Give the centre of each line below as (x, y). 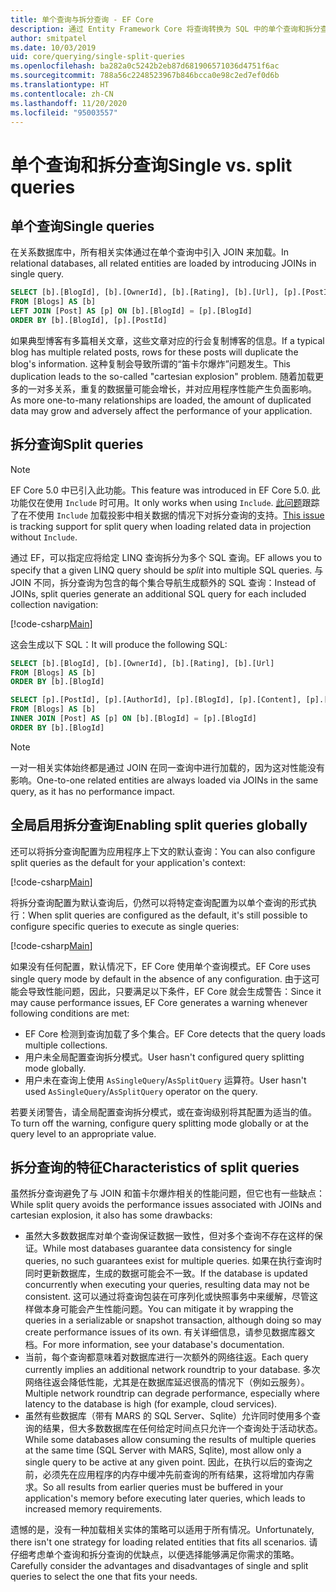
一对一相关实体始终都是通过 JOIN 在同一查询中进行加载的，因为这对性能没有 (167, 767)
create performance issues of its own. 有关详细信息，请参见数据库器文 (170, 1332)
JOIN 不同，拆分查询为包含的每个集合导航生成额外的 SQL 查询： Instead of (163, 582)
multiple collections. (66, 1045)
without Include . (44, 537)
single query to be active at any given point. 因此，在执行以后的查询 (164, 1462)
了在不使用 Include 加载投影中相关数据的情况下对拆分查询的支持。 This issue (167, 515)
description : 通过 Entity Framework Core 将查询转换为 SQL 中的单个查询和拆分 (165, 29)
